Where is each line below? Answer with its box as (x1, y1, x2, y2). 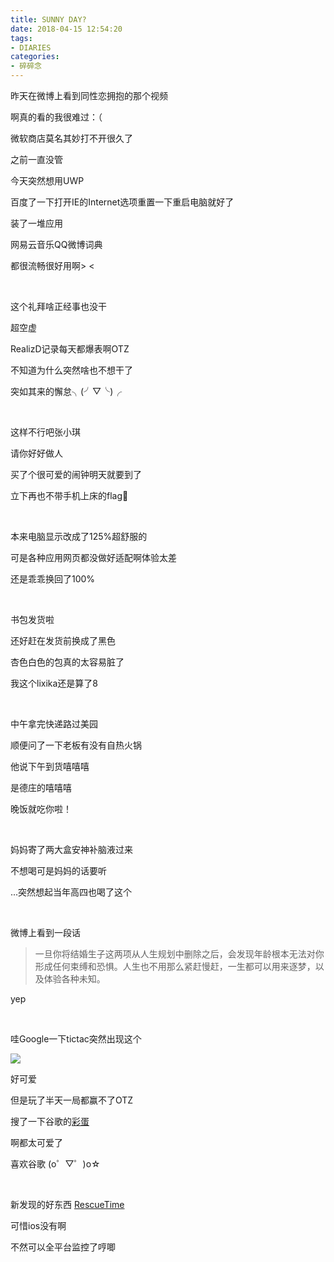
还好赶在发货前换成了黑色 (10, 635, 116, 646)
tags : (10, 33, 33, 43)
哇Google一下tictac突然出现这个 (10, 1033, 142, 1045)
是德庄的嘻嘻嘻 (10, 782, 72, 793)
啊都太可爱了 (10, 1137, 63, 1148)
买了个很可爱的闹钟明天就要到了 (10, 469, 142, 480)
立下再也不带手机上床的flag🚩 (10, 490, 129, 501)
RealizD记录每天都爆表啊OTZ (10, 343, 130, 355)
